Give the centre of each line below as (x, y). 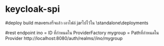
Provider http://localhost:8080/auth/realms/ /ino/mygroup (64, 38)
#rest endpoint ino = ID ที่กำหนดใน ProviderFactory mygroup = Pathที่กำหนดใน (82, 33)
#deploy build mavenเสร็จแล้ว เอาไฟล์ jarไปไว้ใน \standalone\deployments (77, 23)
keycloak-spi (32, 9)
